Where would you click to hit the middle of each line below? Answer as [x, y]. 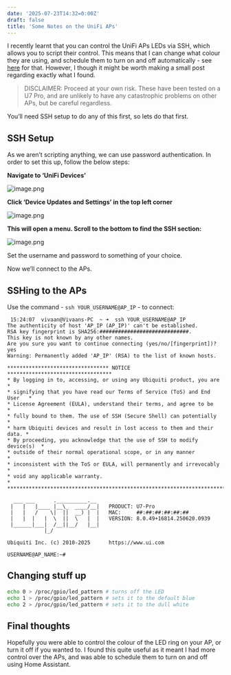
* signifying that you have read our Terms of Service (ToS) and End [109, 392]
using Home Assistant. [39, 665]
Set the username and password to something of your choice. [95, 256]
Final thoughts [39, 626]
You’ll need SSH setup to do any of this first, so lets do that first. [98, 116]
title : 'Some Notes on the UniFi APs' [63, 26]
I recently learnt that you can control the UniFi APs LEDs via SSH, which [109, 46]
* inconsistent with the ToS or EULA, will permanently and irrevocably [113, 464]
